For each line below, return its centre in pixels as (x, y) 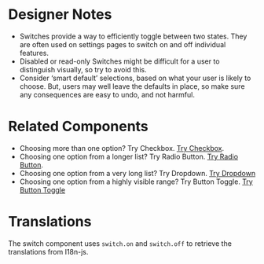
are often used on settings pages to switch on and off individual (123, 44)
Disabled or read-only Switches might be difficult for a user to (119, 61)
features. (34, 53)
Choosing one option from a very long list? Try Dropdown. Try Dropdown (137, 173)
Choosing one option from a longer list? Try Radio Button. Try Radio (128, 156)
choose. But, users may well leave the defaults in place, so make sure (132, 86)
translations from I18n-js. (48, 251)
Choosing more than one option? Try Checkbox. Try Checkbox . (122, 148)
